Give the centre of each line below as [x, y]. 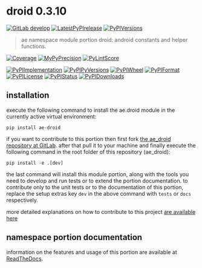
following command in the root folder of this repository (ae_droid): [88, 152]
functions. [34, 46]
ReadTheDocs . [25, 258]
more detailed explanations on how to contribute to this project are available [101, 211]
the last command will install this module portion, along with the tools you [98, 174]
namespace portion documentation [74, 237]
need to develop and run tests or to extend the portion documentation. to [97, 180]
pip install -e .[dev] [35, 163]
